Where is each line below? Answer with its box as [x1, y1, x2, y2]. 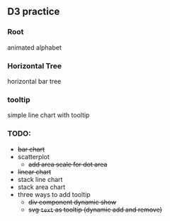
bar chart [17, 145, 45, 153]
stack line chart [17, 175, 63, 183]
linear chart [17, 167, 52, 176]
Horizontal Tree [7, 60, 62, 70]
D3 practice [7, 6, 60, 18]
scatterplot [17, 152, 50, 161]
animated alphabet [7, 43, 62, 52]
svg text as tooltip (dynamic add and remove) [28, 205, 163, 214]
